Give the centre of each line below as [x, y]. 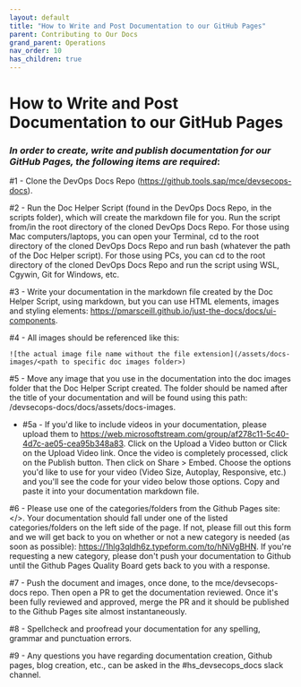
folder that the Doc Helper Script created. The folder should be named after [149, 388]
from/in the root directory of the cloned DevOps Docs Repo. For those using [149, 227]
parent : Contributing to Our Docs [74, 34]
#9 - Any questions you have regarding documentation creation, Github [141, 656]
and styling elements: [49, 311]
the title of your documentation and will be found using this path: [129, 398]
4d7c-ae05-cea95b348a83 [73, 443]
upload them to [50, 434]
